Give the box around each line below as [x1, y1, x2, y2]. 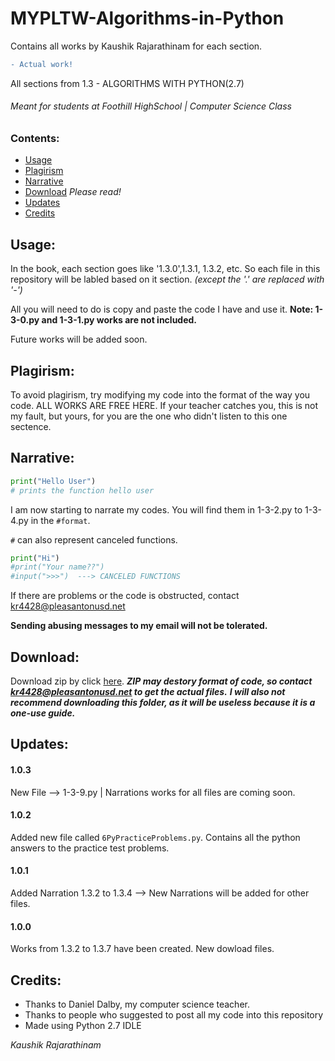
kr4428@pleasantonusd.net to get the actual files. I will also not [10, 686, 286, 698]
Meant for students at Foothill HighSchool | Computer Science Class [10, 100, 292, 112]
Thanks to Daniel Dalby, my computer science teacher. [24, 998, 250, 1011]
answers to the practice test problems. [10, 842, 170, 854]
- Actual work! [10, 59, 74, 69]
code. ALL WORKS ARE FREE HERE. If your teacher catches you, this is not [10, 400, 319, 412]
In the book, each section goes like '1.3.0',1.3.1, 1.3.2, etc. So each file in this [10, 263, 321, 275]
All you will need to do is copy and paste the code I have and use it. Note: [10, 303, 314, 316]
